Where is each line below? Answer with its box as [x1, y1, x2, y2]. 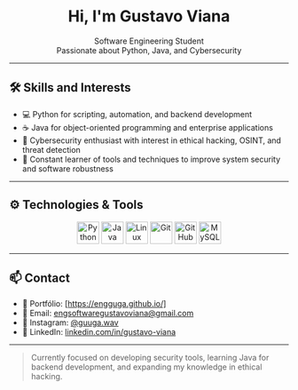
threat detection [21, 144, 82, 155]
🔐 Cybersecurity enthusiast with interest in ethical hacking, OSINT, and [21, 135, 282, 146]
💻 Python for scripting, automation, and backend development [21, 108, 253, 119]
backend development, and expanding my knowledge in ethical [30, 362, 263, 372]
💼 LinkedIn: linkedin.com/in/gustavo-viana [21, 327, 176, 338]
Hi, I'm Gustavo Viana [67, 6, 231, 27]
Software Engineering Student [94, 36, 204, 46]
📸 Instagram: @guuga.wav [21, 317, 119, 328]
